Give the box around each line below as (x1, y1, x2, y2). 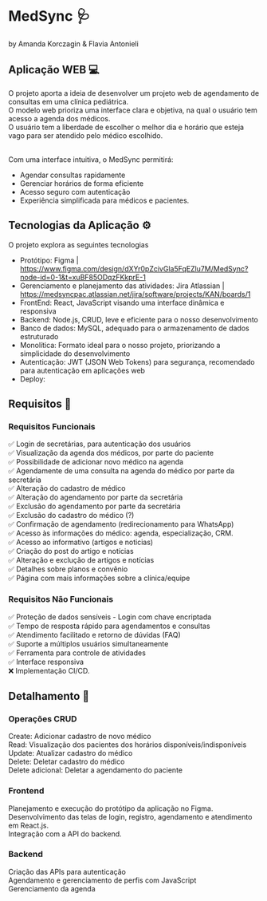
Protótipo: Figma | (19, 255, 79, 265)
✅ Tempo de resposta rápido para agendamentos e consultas (8, 621, 210, 630)
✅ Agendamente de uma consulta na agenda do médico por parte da (8, 466, 235, 476)
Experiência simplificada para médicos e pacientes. (19, 196, 190, 205)
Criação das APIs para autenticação (8, 867, 126, 876)
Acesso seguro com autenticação (19, 187, 131, 196)
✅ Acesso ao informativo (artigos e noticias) (8, 537, 154, 547)
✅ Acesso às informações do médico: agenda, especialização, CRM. (8, 528, 234, 538)
